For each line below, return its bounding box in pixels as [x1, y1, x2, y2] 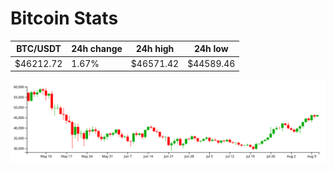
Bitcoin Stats [10, 7, 119, 30]
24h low [193, 43, 229, 55]
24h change [71, 43, 123, 55]
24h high [135, 43, 175, 55]
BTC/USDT [16, 43, 62, 55]
